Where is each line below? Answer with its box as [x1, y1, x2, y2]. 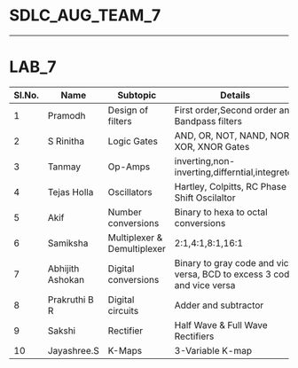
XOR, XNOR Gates [174, 140, 250, 153]
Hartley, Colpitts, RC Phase [174, 180, 286, 192]
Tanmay [47, 161, 82, 173]
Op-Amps [107, 161, 151, 173]
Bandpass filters [174, 114, 242, 127]
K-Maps [107, 344, 143, 356]
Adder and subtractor [174, 299, 264, 311]
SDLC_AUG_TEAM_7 [9, 5, 161, 26]
